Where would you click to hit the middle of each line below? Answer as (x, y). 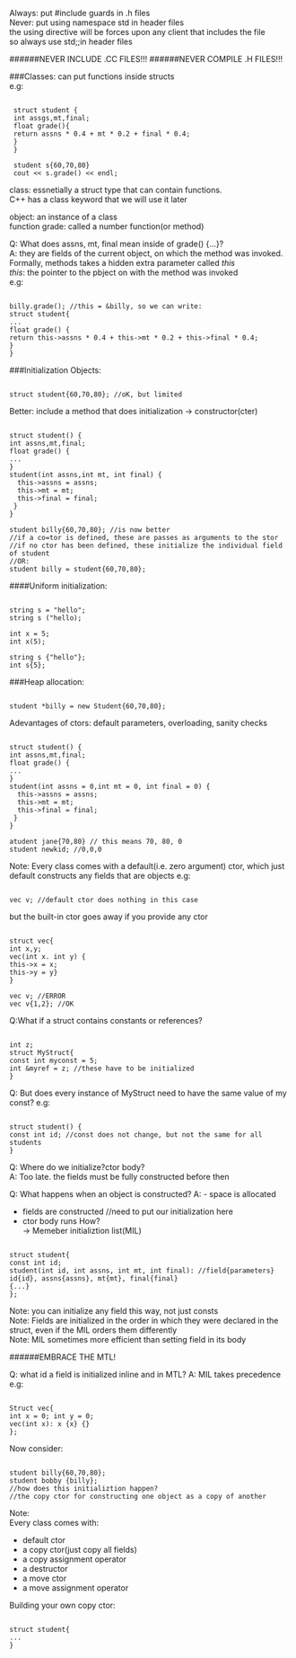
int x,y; (26, 949)
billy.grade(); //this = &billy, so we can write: (106, 306)
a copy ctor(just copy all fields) (79, 1550)
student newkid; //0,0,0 (56, 849)
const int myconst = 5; (54, 1060)
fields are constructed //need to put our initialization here (127, 1211)
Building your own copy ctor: (62, 1605)
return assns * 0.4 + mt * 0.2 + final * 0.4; (102, 134)
